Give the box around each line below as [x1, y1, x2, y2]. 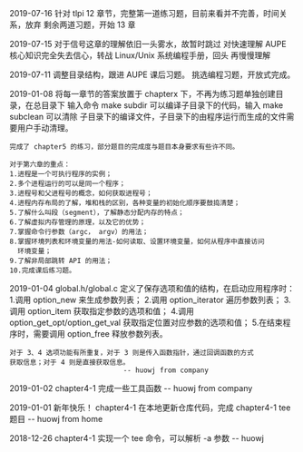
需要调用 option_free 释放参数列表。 [33, 329, 168, 339]
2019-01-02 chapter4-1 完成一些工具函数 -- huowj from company [9, 383, 253, 393]
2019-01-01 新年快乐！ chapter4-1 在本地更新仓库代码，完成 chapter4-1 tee [9, 402, 291, 413]
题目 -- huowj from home [9, 414, 103, 424]
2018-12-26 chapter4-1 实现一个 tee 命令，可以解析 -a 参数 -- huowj [9, 433, 265, 443]
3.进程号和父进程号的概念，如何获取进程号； [9, 189, 153, 198]
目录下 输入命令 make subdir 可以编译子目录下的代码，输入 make [40, 100, 284, 111]
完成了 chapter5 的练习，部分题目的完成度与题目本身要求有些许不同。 [9, 142, 239, 152]
